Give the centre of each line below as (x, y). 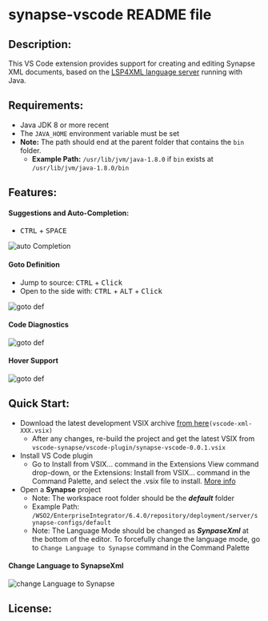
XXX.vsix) (36, 431)
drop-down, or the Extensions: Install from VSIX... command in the (141, 472)
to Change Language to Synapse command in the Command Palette (140, 547)
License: (30, 609)
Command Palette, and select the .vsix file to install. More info (134, 481)
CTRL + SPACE (43, 230)
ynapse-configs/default (72, 523)
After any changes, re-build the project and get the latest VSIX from (143, 439)
